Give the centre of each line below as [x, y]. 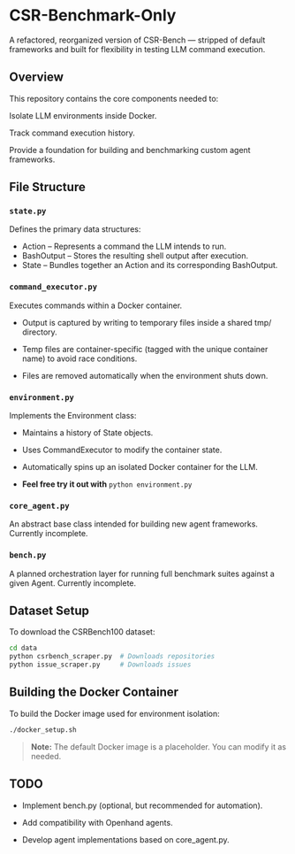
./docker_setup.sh [43, 730]
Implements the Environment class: [73, 416]
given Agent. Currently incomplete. [73, 583]
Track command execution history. [72, 133]
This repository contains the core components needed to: [114, 98]
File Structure [47, 187]
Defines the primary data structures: [75, 229]
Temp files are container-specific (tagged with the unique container [145, 349]
